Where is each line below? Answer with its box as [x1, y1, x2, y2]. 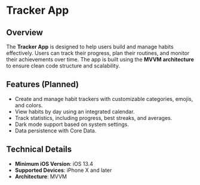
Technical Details [6, 144, 72, 155]
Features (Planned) [6, 79, 79, 90]
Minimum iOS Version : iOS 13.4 [14, 160, 94, 167]
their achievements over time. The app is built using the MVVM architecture [6, 56, 194, 63]
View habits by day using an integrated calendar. [14, 108, 135, 115]
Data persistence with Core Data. [14, 127, 97, 134]
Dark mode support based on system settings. [14, 121, 130, 128]
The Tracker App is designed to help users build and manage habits [6, 43, 174, 50]
